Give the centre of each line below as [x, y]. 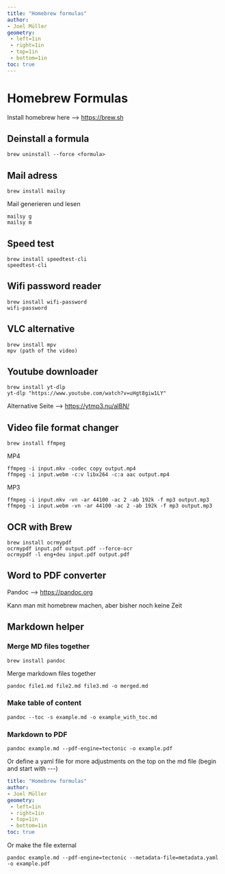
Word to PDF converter [57, 576]
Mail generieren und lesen [44, 204]
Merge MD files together [49, 647]
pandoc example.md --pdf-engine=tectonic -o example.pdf [90, 749]
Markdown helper [45, 627]
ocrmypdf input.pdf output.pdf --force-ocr [70, 549]
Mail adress [32, 175]
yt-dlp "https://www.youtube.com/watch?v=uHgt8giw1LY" [87, 394]
